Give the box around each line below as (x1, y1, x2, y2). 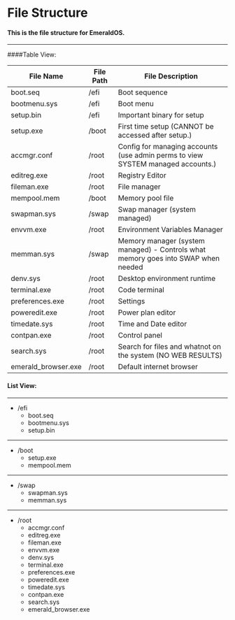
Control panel (117, 331, 163, 340)
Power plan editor (117, 308, 176, 317)
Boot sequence (117, 87, 168, 97)
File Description (144, 71, 198, 81)
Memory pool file (117, 194, 174, 203)
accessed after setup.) (117, 131, 192, 140)
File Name (29, 71, 64, 81)
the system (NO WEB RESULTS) (117, 351, 222, 361)
